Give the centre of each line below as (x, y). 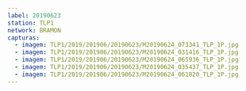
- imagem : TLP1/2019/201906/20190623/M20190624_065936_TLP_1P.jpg (127, 60)
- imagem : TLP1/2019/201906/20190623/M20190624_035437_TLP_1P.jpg (127, 67)
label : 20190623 (34, 15)
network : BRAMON (34, 30)
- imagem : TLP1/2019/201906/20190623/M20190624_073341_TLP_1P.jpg (127, 45)
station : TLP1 (31, 23)
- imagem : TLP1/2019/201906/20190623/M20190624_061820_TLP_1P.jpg (127, 74)
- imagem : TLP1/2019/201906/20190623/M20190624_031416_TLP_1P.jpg (127, 52)
